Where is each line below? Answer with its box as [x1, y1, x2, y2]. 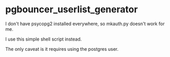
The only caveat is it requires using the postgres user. [5, 46, 119, 52]
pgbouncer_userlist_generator [5, 4, 138, 15]
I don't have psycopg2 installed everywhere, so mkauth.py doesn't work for [5, 21, 165, 27]
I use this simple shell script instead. [5, 36, 82, 42]
